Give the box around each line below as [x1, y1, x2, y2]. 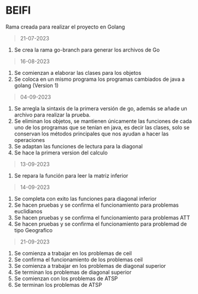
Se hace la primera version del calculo [14, 149, 108, 156]
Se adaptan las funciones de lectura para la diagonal [14, 143, 143, 150]
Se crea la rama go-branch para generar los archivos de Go [14, 46, 160, 53]
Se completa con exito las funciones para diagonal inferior [14, 195, 157, 202]
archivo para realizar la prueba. [14, 111, 91, 118]
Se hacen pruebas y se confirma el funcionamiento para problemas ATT [14, 214, 190, 221]
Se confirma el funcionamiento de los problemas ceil [14, 256, 143, 263]
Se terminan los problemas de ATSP [14, 281, 102, 288]
